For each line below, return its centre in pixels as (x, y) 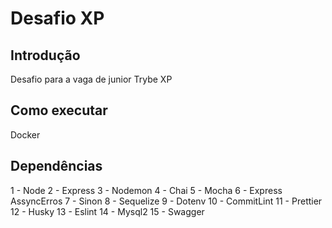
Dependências (56, 166)
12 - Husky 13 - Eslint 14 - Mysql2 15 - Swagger (107, 211)
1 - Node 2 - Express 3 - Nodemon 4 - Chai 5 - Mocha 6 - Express (146, 190)
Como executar (59, 110)
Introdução (45, 55)
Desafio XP (57, 18)
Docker (25, 134)
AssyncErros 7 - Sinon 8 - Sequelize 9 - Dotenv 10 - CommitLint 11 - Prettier (166, 201)
